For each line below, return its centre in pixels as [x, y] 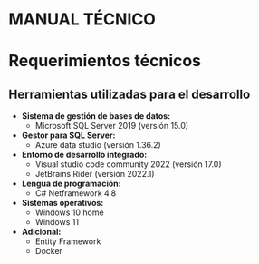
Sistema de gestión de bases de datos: [96, 116]
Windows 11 [57, 222]
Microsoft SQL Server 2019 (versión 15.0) [112, 126]
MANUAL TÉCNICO [82, 20]
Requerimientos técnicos [105, 61]
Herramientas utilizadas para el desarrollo [129, 94]
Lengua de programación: [71, 184]
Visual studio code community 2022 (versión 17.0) [129, 164]
